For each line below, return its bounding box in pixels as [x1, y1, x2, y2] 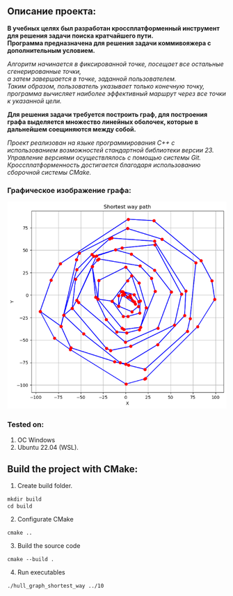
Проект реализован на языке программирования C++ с [7, 139, 175, 147]
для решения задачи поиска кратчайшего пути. [7, 31, 154, 40]
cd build [7, 503, 33, 510]
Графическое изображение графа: [7, 185, 131, 195]
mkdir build [7, 496, 42, 503]
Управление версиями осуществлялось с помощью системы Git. [7, 153, 202, 162]
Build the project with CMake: [7, 463, 138, 475]
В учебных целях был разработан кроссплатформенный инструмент [7, 24, 220, 32]
